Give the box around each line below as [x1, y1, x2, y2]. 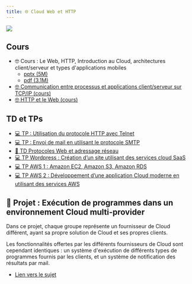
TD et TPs [6, 113, 43, 124]
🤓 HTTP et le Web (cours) [14, 96, 78, 103]
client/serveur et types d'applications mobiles [14, 64, 127, 71]
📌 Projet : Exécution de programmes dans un [6, 197, 174, 208]
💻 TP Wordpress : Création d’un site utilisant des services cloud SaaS [14, 154, 186, 161]
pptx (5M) [23, 71, 49, 78]
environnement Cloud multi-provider [6, 207, 145, 217]
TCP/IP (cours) [14, 90, 52, 97]
